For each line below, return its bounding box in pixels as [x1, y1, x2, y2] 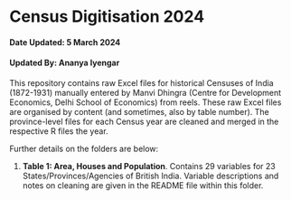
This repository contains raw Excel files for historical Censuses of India [9, 77, 274, 88]
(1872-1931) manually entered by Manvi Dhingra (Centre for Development [9, 87, 282, 98]
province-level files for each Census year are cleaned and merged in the [9, 116, 279, 127]
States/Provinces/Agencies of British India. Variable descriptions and [22, 170, 279, 181]
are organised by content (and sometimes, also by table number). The [9, 106, 269, 117]
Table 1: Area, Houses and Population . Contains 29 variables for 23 [22, 160, 276, 171]
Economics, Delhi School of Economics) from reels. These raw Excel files [9, 97, 282, 108]
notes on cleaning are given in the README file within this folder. [22, 179, 264, 191]
